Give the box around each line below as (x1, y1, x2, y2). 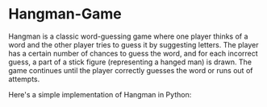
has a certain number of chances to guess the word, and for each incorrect (8, 48, 258, 58)
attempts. (8, 74, 40, 84)
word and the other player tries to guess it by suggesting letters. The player (8, 39, 259, 49)
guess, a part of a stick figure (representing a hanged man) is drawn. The (8, 57, 252, 67)
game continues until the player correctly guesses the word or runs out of (8, 65, 253, 75)
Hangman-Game (8, 5, 123, 23)
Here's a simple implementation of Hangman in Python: (8, 89, 192, 99)
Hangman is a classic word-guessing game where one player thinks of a (8, 31, 248, 41)
